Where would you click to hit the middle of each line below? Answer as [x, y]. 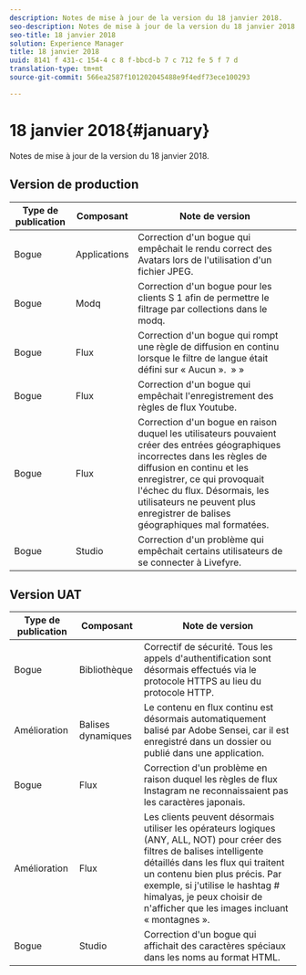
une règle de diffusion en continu [209, 346]
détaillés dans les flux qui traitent [214, 863]
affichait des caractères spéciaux [215, 946]
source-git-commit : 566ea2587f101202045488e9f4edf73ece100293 [130, 78]
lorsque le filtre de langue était [203, 358]
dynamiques [105, 736]
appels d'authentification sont [207, 658]
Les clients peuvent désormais [209, 817]
